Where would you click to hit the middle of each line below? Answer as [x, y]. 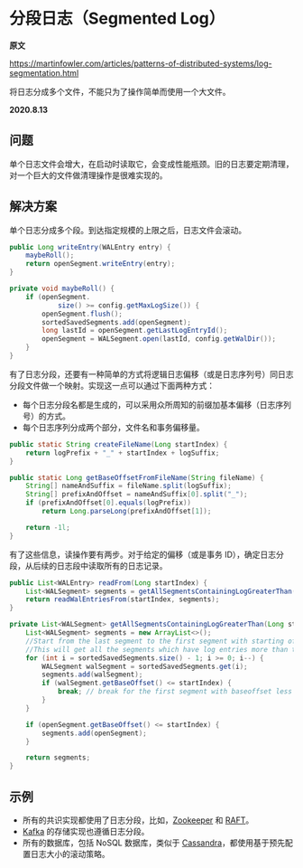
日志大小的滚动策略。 [70, 854]
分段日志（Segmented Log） [117, 19]
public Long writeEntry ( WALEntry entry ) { [90, 247]
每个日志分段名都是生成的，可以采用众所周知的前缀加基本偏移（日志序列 [156, 404]
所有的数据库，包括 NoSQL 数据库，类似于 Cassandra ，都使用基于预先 [154, 843]
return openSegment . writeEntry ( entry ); [101, 264]
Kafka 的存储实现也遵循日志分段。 [86, 831]
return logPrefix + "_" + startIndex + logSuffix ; [123, 453]
